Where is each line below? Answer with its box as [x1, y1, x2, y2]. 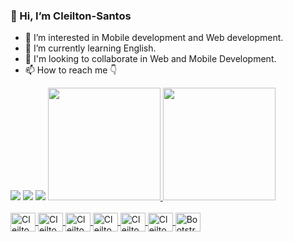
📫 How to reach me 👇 [24, 64, 118, 76]
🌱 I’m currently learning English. [24, 42, 157, 54]
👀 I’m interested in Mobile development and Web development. [24, 32, 284, 44]
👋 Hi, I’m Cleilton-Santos [10, 9, 132, 23]
